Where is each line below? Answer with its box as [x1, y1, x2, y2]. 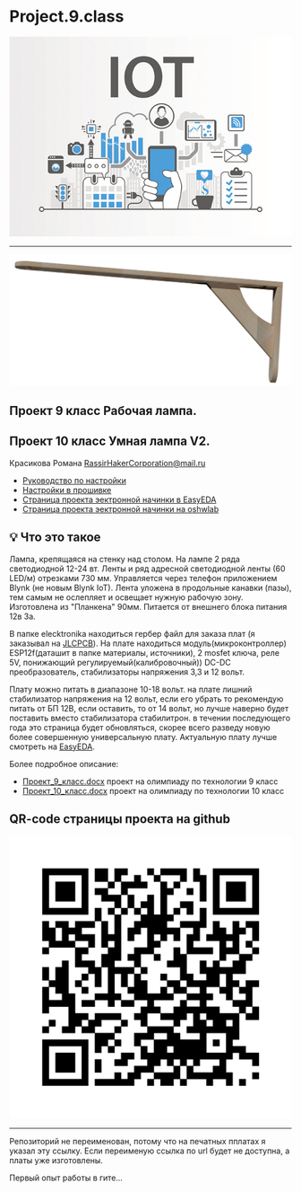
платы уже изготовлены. [9, 1155, 103, 1166]
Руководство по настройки [21, 474, 127, 486]
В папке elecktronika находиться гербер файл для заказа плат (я [9, 628, 255, 639]
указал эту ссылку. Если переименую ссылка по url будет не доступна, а [9, 1145, 290, 1156]
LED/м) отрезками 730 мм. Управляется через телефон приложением [9, 572, 278, 583]
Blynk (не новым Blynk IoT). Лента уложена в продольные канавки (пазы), [9, 582, 292, 593]
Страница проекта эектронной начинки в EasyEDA [21, 494, 217, 505]
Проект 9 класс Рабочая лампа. [9, 403, 197, 419]
